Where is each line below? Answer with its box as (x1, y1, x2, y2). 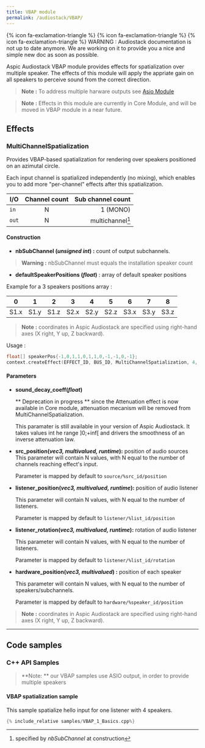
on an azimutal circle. (6, 163, 60, 170)
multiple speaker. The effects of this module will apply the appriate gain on (6, 69, 194, 76)
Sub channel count (74, 195, 131, 204)
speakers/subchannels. (15, 586, 74, 593)
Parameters (6, 372, 37, 380)
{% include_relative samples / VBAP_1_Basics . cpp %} (6, 718, 135, 724)
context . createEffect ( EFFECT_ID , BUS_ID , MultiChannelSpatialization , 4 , (6, 359, 198, 365)
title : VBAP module (6, 9, 56, 15)
